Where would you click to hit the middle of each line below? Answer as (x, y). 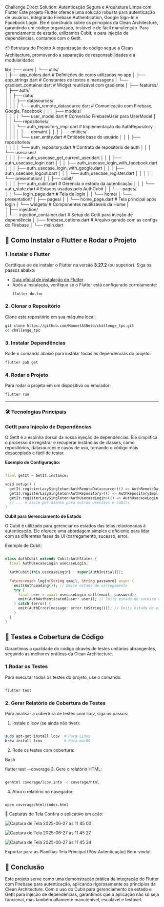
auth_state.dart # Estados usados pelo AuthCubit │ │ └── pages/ (71, 189)
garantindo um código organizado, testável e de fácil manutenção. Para (77, 28)
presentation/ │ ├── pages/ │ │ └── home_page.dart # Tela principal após (81, 199)
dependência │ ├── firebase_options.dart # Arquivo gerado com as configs (81, 220)
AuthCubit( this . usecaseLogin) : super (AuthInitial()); (66, 572)
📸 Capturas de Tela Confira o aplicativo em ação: (54, 814)
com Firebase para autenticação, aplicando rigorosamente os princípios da (81, 884)
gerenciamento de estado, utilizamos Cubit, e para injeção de (67, 33)
